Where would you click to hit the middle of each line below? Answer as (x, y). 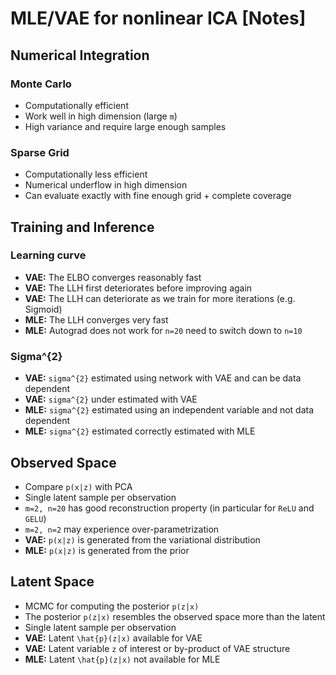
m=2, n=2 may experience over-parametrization (122, 529)
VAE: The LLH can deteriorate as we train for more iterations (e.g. (160, 298)
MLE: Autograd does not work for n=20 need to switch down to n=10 (163, 330)
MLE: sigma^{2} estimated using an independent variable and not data (169, 410)
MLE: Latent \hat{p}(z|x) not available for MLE (122, 659)
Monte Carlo (41, 84)
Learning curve (48, 255)
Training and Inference (82, 227)
